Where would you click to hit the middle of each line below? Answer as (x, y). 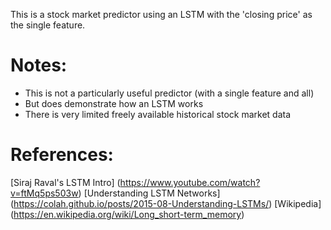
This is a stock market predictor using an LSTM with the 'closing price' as (161, 14)
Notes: (39, 65)
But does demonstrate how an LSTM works (114, 103)
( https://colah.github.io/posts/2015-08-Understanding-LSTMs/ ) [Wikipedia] (166, 203)
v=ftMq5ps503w (44, 193)
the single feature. (48, 25)
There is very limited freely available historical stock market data (158, 114)
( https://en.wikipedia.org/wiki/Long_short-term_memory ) (127, 214)
